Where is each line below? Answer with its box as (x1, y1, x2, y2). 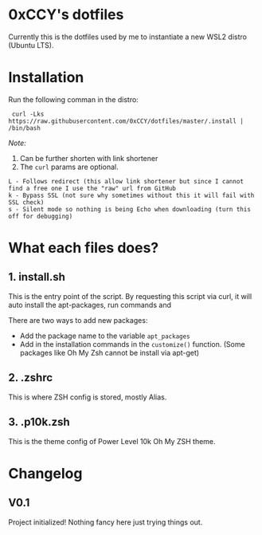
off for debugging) (8, 212, 73, 220)
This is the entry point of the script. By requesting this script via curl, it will (8, 291, 252, 301)
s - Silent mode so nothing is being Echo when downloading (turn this (8, 205, 251, 213)
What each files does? (8, 239, 159, 257)
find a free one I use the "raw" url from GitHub (8, 184, 177, 192)
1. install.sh (8, 270, 66, 284)
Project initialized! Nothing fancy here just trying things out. (8, 517, 203, 527)
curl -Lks (11, 110, 45, 118)
